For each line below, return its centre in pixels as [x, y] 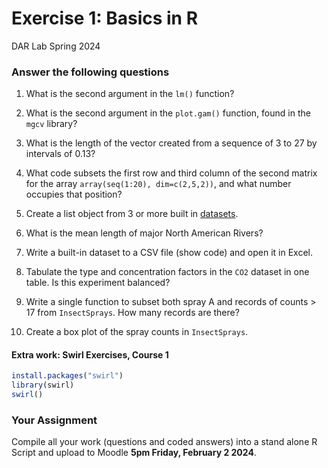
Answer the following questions [90, 72]
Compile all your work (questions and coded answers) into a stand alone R [164, 442]
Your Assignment [54, 420]
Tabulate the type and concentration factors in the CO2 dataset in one [167, 272]
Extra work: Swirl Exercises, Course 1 [90, 354]
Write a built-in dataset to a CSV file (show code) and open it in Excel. [169, 253]
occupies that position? [74, 194]
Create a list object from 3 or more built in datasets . [132, 214]
